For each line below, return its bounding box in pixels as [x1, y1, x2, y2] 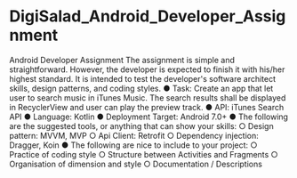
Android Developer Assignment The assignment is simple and [9, 54, 236, 65]
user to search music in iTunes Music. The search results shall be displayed [9, 92, 286, 103]
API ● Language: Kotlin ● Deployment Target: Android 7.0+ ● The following [9, 111, 289, 122]
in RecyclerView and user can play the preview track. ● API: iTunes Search [9, 101, 285, 112]
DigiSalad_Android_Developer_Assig [9, 6, 286, 27]
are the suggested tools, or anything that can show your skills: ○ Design [9, 120, 274, 131]
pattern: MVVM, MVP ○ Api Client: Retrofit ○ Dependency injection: [9, 130, 260, 141]
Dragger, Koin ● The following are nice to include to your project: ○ [9, 140, 258, 150]
